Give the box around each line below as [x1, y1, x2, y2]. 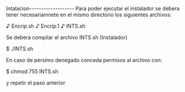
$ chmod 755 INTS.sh [6, 68, 58, 75]
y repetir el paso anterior [6, 79, 65, 86]
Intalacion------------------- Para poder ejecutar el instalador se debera [6, 5, 180, 12]
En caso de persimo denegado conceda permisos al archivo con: [6, 57, 162, 63]
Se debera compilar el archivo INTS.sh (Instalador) [6, 34, 128, 40]
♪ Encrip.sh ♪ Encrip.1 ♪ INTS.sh [6, 23, 86, 29]
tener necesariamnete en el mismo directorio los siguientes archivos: [6, 11, 172, 18]
